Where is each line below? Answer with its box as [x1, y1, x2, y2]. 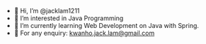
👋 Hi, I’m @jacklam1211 [13, 7, 80, 15]
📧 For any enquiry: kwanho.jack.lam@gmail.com [13, 29, 155, 37]
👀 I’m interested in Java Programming [13, 14, 124, 22]
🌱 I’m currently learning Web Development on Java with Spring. [13, 22, 200, 29]
